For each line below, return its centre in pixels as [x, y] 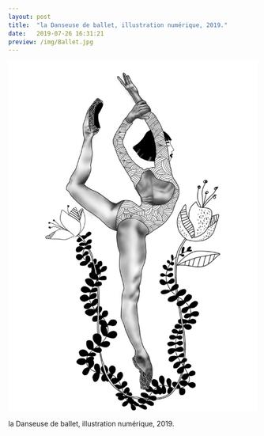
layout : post [30, 17]
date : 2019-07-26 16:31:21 [56, 33]
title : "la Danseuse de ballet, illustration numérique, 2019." [118, 25]
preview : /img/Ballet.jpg [51, 42]
